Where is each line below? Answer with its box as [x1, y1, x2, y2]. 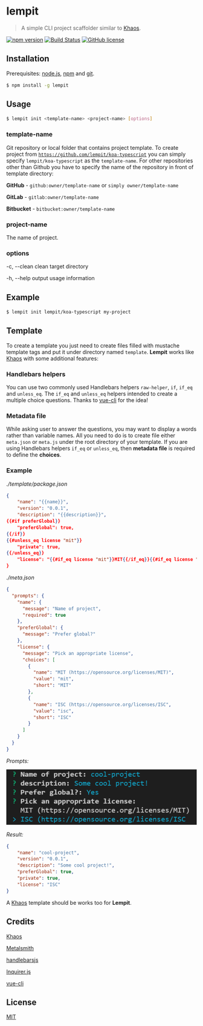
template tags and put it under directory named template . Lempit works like [6, 348, 195, 355]
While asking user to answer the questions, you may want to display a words [6, 426, 197, 433]
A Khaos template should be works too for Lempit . [6, 899, 132, 906]
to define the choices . [6, 451, 62, 458]
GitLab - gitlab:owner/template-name [6, 193, 99, 201]
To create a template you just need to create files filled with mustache [6, 341, 180, 349]
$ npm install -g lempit [6, 82, 69, 89]
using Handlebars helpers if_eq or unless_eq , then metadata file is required [6, 444, 195, 452]
